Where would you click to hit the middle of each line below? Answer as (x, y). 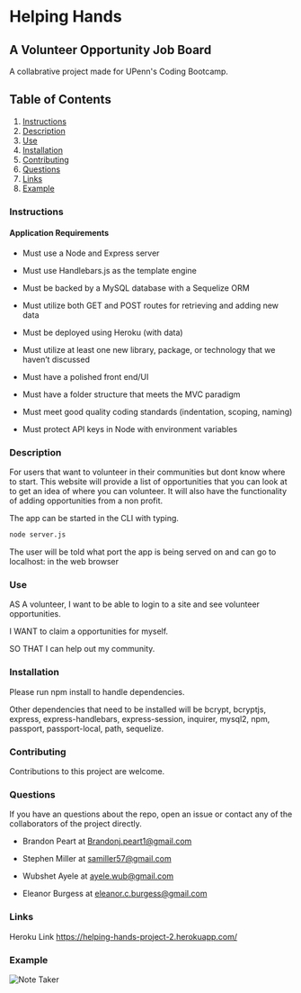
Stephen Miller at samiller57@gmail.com (97, 859)
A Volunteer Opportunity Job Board (111, 50)
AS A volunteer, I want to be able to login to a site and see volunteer (135, 604)
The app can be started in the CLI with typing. (94, 519)
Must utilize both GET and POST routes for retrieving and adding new (150, 305)
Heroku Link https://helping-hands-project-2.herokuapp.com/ (124, 936)
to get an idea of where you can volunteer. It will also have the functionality (148, 492)
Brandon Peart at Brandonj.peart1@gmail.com (107, 841)
